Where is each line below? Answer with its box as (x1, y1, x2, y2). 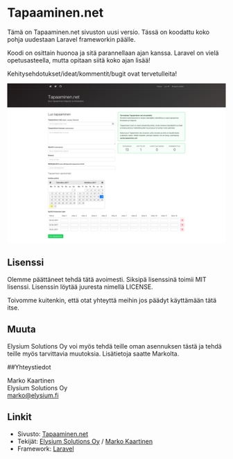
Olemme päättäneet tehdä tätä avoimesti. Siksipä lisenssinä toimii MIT (7, 275, 207, 283)
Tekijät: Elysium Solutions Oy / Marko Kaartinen (17, 437, 153, 445)
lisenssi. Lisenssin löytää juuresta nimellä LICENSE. (7, 283, 154, 291)
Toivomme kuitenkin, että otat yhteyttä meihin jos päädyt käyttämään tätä (7, 296, 217, 304)
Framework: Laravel (17, 444, 74, 453)
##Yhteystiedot (7, 362, 51, 371)
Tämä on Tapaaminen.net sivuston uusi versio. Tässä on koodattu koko (7, 28, 210, 36)
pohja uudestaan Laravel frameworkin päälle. (7, 35, 136, 43)
